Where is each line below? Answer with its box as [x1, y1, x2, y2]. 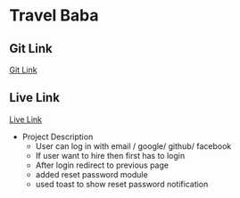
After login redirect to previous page [35, 160, 170, 170]
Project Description [21, 131, 94, 142]
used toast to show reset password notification [35, 178, 209, 189]
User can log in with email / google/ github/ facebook [35, 140, 232, 152]
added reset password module [35, 169, 149, 179]
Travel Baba [9, 5, 100, 26]
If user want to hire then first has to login [35, 150, 186, 161]
